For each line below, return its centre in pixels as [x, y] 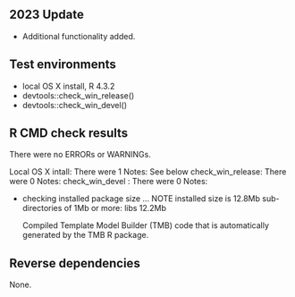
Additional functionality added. [79, 36]
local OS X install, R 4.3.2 [68, 86]
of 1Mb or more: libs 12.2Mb [115, 208]
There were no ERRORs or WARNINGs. [80, 155]
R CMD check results [69, 133]
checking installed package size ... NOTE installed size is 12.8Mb [141, 199]
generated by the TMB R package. [85, 235]
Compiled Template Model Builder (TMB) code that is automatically [146, 225]
